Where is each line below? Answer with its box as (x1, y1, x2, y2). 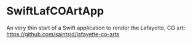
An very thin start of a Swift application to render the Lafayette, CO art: (6, 24, 185, 31)
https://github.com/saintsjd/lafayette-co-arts (6, 30, 120, 37)
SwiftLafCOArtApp (6, 4, 104, 18)
